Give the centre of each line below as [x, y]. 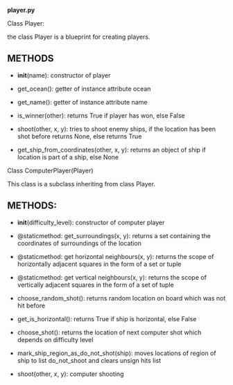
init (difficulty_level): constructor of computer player [91, 222]
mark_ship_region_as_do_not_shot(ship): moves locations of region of [116, 353]
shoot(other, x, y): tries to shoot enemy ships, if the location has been [116, 129]
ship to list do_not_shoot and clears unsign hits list [89, 360]
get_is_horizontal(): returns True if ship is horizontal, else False [107, 319]
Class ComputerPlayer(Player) [50, 170]
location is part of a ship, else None [68, 157]
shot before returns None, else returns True [79, 136]
